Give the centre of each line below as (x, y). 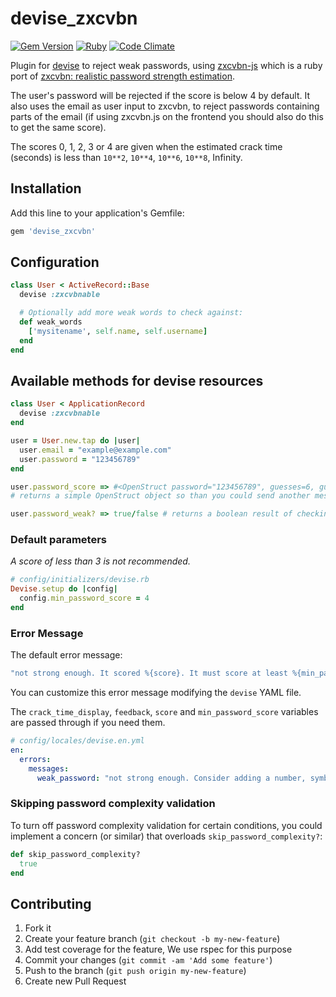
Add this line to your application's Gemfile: (97, 213)
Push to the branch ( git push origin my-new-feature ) (135, 971)
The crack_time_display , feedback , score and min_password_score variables (164, 712)
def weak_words (51, 322)
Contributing (51, 903)
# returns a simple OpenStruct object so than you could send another (160, 496)
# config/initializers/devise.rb (80, 580)
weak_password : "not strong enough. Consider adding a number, (171, 778)
